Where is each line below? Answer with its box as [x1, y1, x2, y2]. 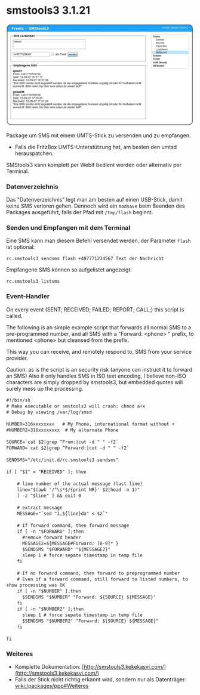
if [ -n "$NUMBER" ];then [17, 588, 82, 594]
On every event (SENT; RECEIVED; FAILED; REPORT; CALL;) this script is [6, 305, 184, 313]
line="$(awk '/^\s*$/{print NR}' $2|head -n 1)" [17, 487, 140, 493]
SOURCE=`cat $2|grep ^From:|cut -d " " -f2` [6, 439, 119, 445]
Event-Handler [6, 292, 50, 301]
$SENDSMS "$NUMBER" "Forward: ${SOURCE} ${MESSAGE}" [21, 594, 156, 600]
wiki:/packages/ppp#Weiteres [14, 682, 89, 689]
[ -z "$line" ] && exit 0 [17, 493, 82, 499]
